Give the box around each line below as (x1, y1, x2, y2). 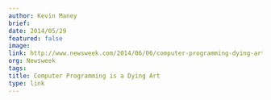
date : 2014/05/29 (8, 27, 67, 35)
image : (8, 42, 31, 50)
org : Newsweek (8, 57, 56, 65)
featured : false (8, 34, 63, 43)
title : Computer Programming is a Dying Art (8, 72, 161, 80)
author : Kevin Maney (8, 11, 78, 20)
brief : (8, 19, 31, 27)
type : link (8, 79, 45, 87)
